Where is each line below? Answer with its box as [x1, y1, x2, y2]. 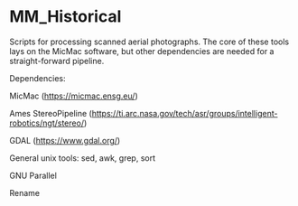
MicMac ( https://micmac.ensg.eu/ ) [9, 90, 138, 101]
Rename [9, 187, 41, 198]
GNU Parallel [9, 170, 57, 181]
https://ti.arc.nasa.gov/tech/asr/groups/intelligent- [91, 108, 278, 118]
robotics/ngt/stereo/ [9, 117, 84, 128]
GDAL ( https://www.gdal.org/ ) [9, 135, 121, 145]
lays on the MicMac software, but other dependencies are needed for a [9, 45, 275, 56]
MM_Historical [9, 6, 122, 27]
